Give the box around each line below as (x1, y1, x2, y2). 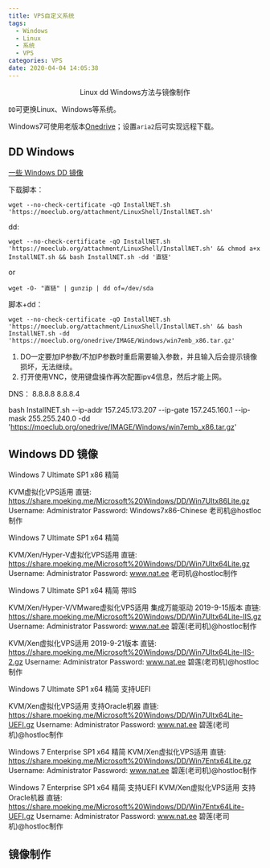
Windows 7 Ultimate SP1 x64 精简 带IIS (8, 586, 137, 595)
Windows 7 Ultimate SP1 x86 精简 (8, 470, 119, 479)
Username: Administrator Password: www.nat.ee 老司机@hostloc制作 (8, 569, 238, 578)
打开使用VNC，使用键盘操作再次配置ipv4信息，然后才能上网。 (19, 372, 227, 381)
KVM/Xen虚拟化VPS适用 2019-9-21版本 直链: (8, 639, 157, 648)
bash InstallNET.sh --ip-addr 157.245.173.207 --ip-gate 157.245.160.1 (8, 405, 233, 414)
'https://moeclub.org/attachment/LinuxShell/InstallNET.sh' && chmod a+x (8, 245, 261, 253)
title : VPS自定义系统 (8, 11, 75, 20)
